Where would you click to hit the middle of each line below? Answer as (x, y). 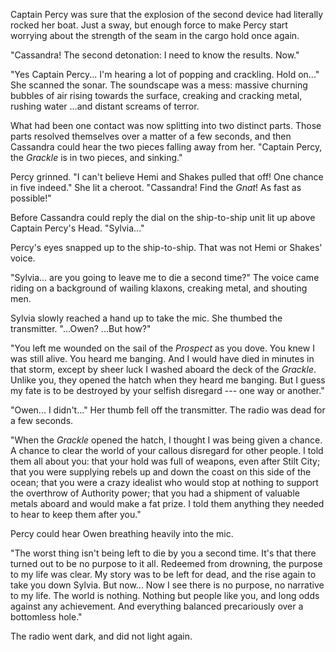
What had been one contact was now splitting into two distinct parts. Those (166, 125)
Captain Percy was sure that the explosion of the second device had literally (167, 14)
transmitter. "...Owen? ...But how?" (81, 328)
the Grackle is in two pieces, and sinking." (96, 157)
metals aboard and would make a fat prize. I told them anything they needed (167, 503)
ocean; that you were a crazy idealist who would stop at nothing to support (164, 482)
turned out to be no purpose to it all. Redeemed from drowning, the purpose (166, 563)
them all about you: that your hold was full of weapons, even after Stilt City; (165, 461)
